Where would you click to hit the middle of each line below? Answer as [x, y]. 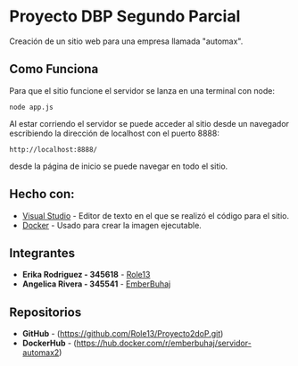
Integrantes [42, 253]
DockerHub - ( [50, 343]
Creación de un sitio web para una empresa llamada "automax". [126, 41]
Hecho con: [42, 194]
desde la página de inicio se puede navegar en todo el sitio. [119, 166]
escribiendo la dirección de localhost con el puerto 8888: [115, 133]
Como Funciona [54, 69]
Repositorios [46, 312]
